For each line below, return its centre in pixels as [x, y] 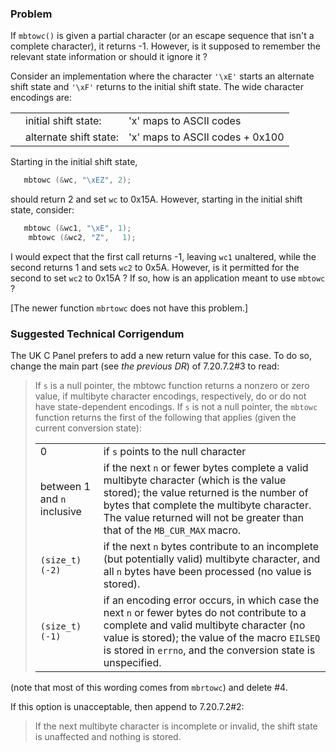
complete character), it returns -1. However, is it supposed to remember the [165, 46]
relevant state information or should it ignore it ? [109, 57]
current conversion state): [88, 428]
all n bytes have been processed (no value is [207, 572]
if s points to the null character [175, 452]
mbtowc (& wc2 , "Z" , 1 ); [82, 238]
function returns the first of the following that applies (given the [165, 418]
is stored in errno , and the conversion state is [209, 650]
